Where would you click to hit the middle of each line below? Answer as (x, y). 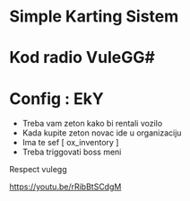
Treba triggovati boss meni (72, 152)
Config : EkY (57, 98)
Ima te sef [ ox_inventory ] (70, 143)
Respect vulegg (38, 170)
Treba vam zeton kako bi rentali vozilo (92, 124)
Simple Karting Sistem (94, 17)
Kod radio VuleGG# (82, 58)
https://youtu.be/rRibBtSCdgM (65, 187)
